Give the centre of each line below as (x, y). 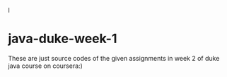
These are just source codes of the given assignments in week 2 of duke (114, 58)
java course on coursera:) (46, 66)
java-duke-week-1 (63, 39)
